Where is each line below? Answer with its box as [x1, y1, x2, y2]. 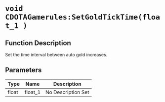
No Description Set [45, 89, 89, 96]
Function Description [5, 39, 72, 47]
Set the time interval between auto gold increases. [5, 52, 108, 57]
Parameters [5, 66, 42, 75]
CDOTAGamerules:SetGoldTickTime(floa [5, 13, 161, 22]
